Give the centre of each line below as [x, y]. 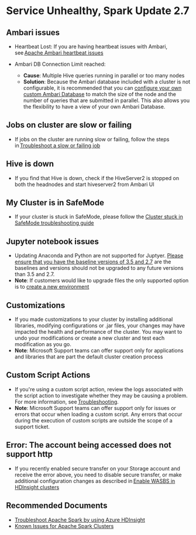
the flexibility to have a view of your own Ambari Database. [94, 106]
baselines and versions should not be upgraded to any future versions [99, 268]
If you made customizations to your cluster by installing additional [94, 319]
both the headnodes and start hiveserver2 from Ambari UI [84, 184]
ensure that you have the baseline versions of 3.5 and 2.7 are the [93, 262]
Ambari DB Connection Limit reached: [60, 64]
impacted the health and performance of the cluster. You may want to [98, 332]
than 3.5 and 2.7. [35, 275]
